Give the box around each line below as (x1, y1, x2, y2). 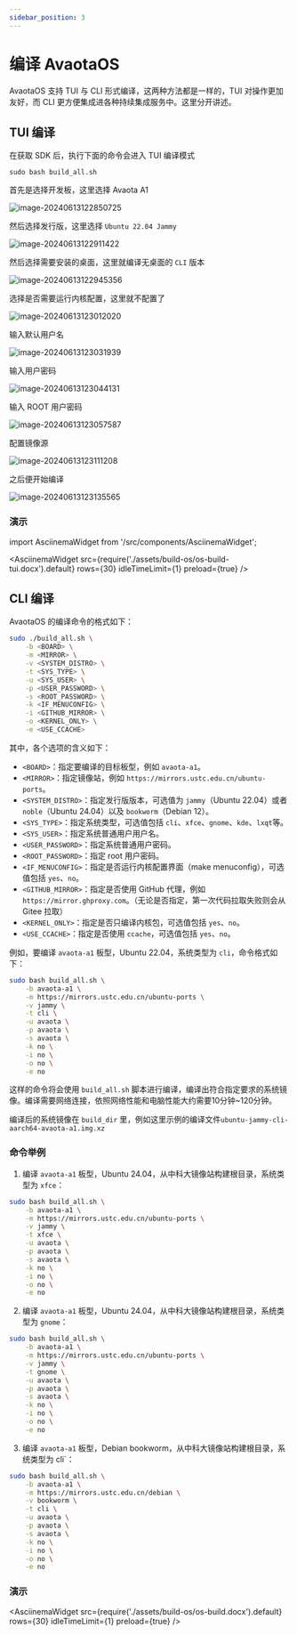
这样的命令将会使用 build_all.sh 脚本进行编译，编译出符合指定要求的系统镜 (9, 1084, 287, 1095)
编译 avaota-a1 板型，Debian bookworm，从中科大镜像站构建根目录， (21, 1443, 278, 1453)
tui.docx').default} (9, 563, 76, 574)
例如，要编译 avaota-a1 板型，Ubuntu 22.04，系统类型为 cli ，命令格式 (9, 947, 270, 958)
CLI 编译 (9, 591, 55, 606)
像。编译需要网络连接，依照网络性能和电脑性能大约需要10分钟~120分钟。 (9, 1096, 277, 1106)
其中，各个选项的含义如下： (9, 742, 111, 753)
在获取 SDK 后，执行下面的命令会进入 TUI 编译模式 (9, 150, 196, 161)
